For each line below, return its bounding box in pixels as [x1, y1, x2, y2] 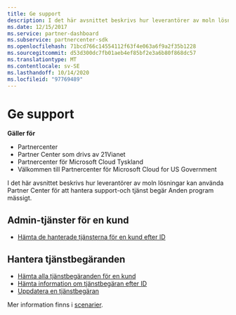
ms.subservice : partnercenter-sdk [7, 37, 109, 44]
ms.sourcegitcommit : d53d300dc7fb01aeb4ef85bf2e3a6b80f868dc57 [7, 50, 197, 57]
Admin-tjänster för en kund [7, 214, 129, 226]
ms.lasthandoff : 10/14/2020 [7, 69, 90, 76]
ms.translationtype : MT [7, 56, 77, 63]
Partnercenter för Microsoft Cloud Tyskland [17, 157, 144, 166]
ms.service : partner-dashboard [7, 30, 99, 37]
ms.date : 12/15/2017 [7, 23, 68, 30]
